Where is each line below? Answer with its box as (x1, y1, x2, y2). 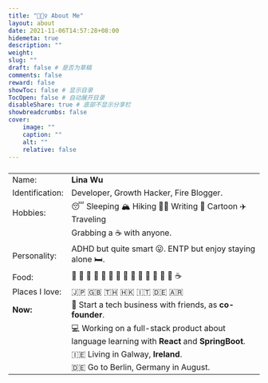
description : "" (8, 42, 62, 50)
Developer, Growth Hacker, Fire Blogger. (71, 187, 223, 198)
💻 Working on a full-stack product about (71, 323, 226, 334)
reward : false (8, 78, 56, 86)
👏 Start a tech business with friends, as (71, 299, 218, 310)
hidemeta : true (8, 34, 59, 42)
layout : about (8, 19, 56, 27)
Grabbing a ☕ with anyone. (71, 227, 172, 238)
